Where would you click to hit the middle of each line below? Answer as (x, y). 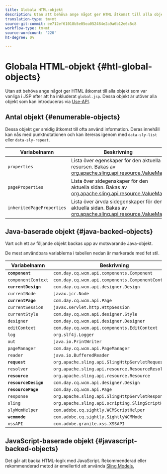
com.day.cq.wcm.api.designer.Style (95, 314)
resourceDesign (26, 383)
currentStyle (23, 314)
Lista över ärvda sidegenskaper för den (117, 201)
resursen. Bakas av (93, 166)
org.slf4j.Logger (74, 335)
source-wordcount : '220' (31, 33)
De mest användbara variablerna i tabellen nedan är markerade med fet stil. (83, 253)
